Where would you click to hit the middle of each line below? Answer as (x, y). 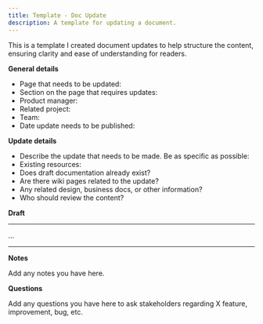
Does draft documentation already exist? (85, 173)
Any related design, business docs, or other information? (111, 189)
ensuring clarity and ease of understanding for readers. (97, 53)
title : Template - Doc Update (58, 15)
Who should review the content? (72, 198)
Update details (32, 140)
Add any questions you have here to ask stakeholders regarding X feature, (128, 304)
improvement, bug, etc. (46, 311)
